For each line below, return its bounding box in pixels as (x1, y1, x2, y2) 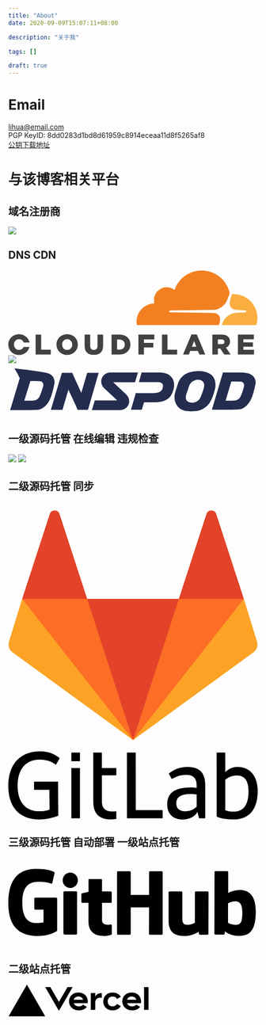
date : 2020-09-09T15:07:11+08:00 (8, 19, 119, 27)
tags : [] (8, 48, 37, 55)
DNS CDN (8, 249, 57, 262)
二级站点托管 (8, 962, 71, 976)
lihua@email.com (8, 122, 65, 131)
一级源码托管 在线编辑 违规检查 (8, 432, 159, 446)
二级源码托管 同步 (8, 480, 94, 493)
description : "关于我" (8, 33, 80, 41)
